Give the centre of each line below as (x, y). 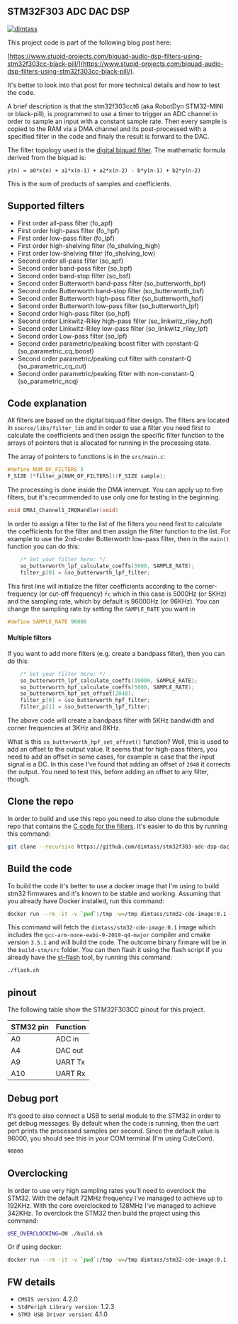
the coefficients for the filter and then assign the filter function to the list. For (119, 531)
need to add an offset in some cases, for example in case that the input (111, 757)
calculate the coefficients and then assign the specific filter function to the (116, 436)
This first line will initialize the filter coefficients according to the (100, 586)
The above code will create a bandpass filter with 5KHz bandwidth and (111, 720)
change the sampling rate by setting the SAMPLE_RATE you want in (102, 609)
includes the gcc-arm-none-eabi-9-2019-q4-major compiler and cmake (109, 935)
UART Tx (70, 1062)
